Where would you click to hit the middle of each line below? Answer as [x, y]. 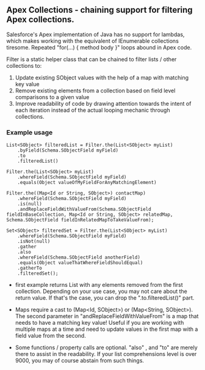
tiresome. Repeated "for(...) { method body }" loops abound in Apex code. [99, 47]
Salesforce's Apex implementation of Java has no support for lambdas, [95, 34]
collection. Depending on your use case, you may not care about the [101, 291]
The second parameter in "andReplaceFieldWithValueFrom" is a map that [107, 316]
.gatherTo [30, 268]
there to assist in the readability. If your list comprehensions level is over [106, 354]
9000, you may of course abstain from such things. [80, 361]
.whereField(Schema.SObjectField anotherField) [79, 257]
